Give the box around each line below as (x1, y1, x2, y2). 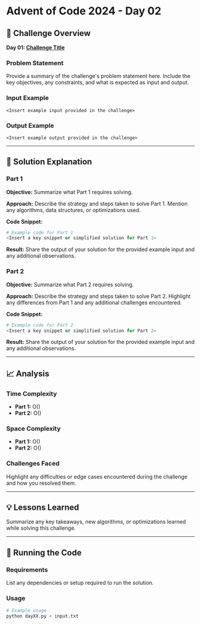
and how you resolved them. (6, 479, 77, 487)
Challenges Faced (6, 460, 60, 468)
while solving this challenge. (6, 524, 76, 532)
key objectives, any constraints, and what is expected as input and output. (6, 79, 190, 86)
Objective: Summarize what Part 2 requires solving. (6, 280, 134, 288)
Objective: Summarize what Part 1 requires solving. (6, 188, 133, 195)
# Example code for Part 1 (6, 230, 74, 235)
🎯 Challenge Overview (6, 28, 91, 38)
